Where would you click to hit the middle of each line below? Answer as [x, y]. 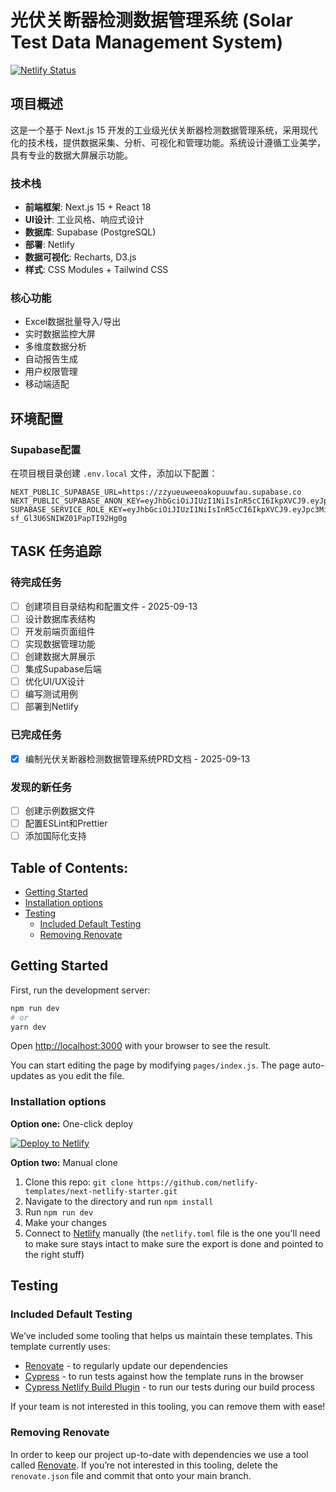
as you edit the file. [85, 1076]
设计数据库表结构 [60, 618]
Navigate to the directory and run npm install [119, 1201]
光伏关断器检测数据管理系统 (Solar [151, 20]
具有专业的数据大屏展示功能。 [71, 155]
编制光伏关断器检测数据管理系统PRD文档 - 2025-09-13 [137, 758]
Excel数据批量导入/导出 [73, 322]
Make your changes [65, 1222]
